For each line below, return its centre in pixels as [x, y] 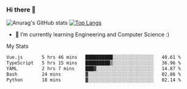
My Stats [17, 46]
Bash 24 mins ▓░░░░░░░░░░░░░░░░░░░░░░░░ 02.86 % [94, 74]
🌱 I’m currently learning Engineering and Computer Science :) [92, 35]
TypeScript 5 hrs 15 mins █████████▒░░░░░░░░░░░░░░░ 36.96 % [94, 63]
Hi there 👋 [21, 10]
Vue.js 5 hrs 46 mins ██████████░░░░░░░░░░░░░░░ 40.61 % [94, 58]
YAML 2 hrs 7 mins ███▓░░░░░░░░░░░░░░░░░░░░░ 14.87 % [94, 69]
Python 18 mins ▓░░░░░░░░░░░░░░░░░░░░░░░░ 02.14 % [94, 80]
